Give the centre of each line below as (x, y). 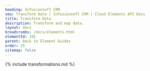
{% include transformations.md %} (40, 64)
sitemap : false (21, 50)
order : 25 (15, 46)
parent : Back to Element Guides (38, 41)
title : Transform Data (28, 18)
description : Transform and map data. (44, 23)
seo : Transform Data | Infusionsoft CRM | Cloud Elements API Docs (75, 14)
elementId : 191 (21, 37)
